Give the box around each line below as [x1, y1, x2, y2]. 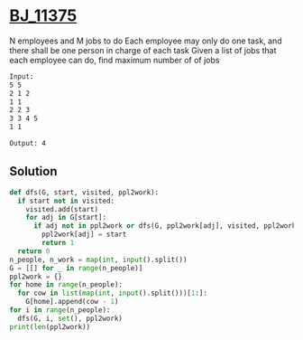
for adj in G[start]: [25, 213, 106, 222]
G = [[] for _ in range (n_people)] [9, 263, 143, 272]
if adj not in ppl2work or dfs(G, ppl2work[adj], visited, [32, 222, 260, 231]
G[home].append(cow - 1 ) [25, 297, 119, 307]
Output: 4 [9, 139, 47, 148]
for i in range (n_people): [9, 306, 111, 315]
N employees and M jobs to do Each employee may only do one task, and [9, 35, 282, 46]
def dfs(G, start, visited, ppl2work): [9, 187, 160, 197]
